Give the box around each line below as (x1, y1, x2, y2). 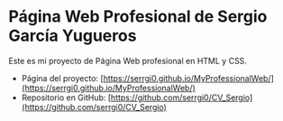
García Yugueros (8, 25, 137, 46)
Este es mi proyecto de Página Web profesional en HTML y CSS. (8, 55, 247, 66)
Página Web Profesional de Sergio (8, 6, 268, 27)
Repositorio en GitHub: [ (21, 92, 112, 103)
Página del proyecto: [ (21, 72, 105, 83)
